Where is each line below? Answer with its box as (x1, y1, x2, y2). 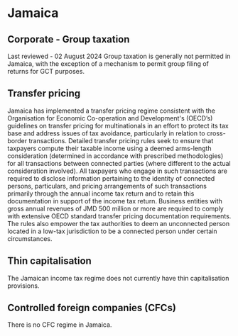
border (7, 136, 28, 145)
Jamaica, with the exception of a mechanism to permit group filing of (7, 60, 210, 68)
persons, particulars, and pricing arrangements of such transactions (7, 181, 207, 190)
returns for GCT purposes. (7, 67, 85, 75)
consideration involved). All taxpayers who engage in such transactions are (7, 167, 227, 175)
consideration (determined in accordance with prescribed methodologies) (7, 151, 224, 160)
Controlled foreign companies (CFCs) (7, 302, 176, 314)
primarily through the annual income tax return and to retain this (7, 189, 195, 198)
